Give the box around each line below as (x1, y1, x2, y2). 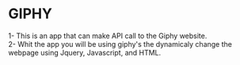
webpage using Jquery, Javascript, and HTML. (8, 48, 162, 57)
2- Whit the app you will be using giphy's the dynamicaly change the (8, 39, 232, 48)
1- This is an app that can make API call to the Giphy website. (8, 31, 208, 40)
